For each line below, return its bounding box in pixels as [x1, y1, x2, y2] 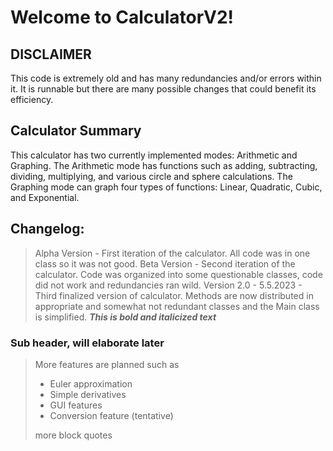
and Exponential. [10, 191, 80, 203]
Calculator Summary [10, 122, 142, 140]
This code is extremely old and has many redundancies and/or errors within [10, 72, 322, 84]
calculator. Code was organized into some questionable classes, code [34, 268, 323, 280]
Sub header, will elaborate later [10, 336, 165, 350]
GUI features [49, 399, 103, 411]
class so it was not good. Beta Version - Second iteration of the [34, 257, 296, 270]
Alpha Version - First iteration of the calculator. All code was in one [34, 247, 311, 259]
